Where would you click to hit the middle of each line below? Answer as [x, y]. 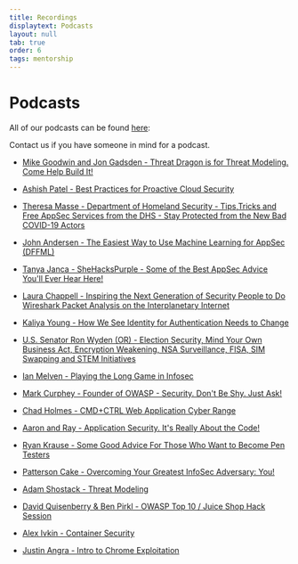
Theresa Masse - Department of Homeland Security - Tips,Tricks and [149, 206]
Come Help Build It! [57, 171]
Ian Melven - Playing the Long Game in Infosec [108, 376]
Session [36, 515]
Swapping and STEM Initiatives [79, 358]
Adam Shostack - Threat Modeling [85, 489]
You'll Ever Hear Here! [63, 278]
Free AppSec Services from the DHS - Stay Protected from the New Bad [154, 216]
